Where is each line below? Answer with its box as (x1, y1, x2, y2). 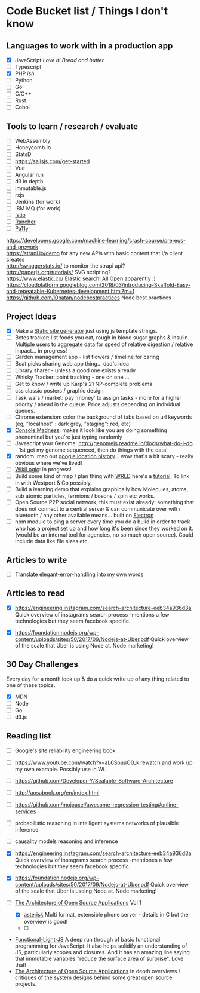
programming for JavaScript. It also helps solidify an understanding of (14, 942, 187, 949)
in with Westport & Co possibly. (14, 479, 93, 486)
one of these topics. (6, 681, 56, 688)
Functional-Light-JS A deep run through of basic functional (14, 936, 161, 943)
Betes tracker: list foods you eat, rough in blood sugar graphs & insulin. (14, 334, 190, 341)
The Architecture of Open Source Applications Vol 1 (14, 899, 142, 906)
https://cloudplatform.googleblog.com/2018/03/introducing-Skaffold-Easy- (6, 281, 191, 289)
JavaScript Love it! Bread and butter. (14, 57, 106, 63)
